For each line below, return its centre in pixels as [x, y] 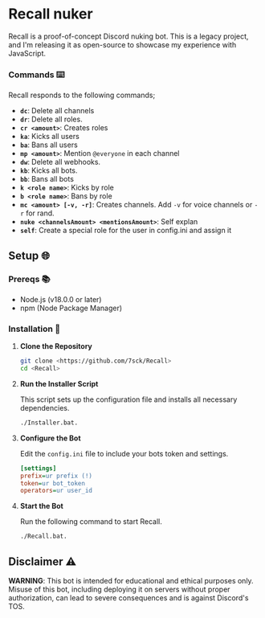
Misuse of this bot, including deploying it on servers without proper [119, 589]
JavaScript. [27, 53]
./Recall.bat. [43, 536]
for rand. [40, 213]
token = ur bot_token [53, 483]
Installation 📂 [35, 329]
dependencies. [45, 407]
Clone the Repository [56, 346]
